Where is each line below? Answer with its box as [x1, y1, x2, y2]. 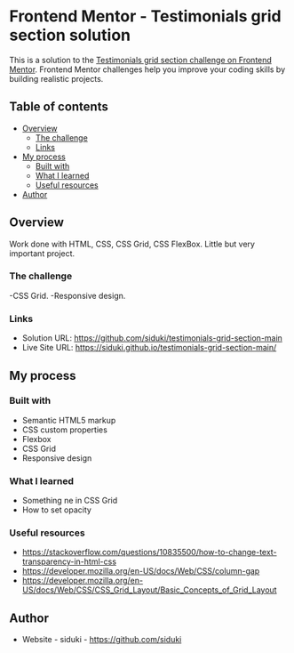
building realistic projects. [9, 73, 104, 84]
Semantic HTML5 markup [21, 415, 116, 425]
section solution [9, 25, 131, 45]
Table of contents [9, 100, 108, 115]
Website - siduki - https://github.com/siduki [21, 634, 182, 645]
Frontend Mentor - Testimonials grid [9, 6, 282, 27]
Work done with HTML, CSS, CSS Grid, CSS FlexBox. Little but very [9, 238, 256, 249]
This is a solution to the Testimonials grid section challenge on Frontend [9, 54, 273, 65]
